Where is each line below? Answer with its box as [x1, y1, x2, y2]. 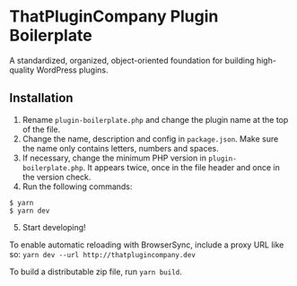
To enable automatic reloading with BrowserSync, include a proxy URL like [9, 239, 284, 250]
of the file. [22, 124, 61, 134]
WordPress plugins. [36, 65, 109, 75]
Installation [9, 91, 74, 106]
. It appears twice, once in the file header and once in [83, 161, 281, 172]
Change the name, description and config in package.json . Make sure [22, 133, 279, 144]
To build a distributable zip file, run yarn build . [9, 266, 182, 277]
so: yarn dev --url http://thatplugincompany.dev [9, 248, 196, 259]
